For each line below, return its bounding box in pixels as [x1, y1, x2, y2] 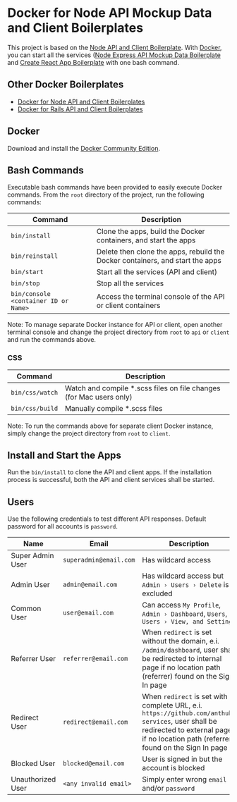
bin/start [11, 268, 44, 276]
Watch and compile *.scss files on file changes [64, 383, 221, 393]
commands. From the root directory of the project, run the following [7, 190, 205, 199]
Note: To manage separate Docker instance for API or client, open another [7, 321, 223, 329]
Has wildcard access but [142, 571, 224, 581]
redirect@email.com [62, 718, 128, 727]
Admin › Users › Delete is [142, 580, 229, 590]
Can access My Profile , [142, 600, 221, 610]
